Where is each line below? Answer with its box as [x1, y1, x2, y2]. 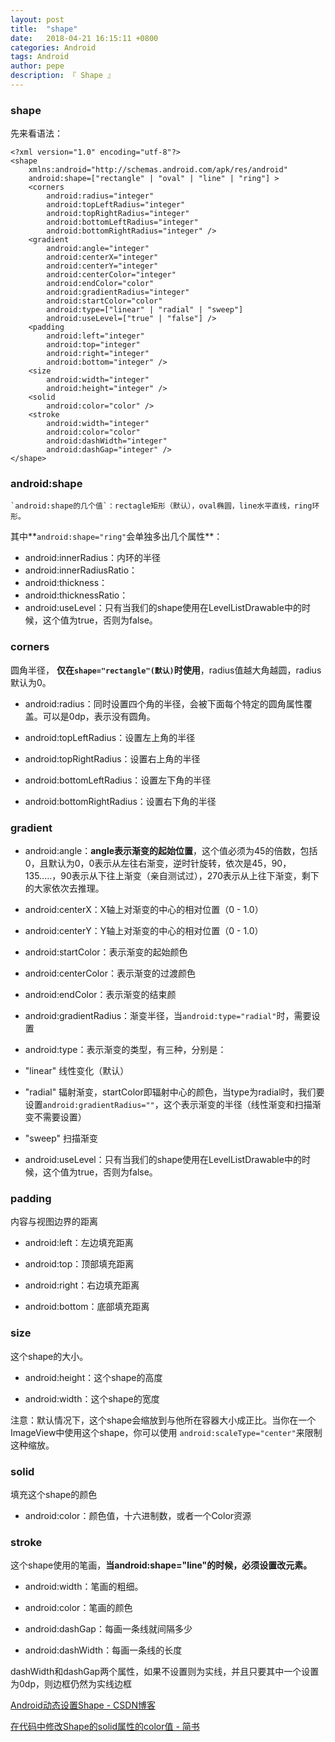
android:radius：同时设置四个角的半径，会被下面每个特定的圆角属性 [24, 697, 304, 710]
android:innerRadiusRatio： [24, 564, 138, 576]
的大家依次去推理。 [24, 882, 105, 895]
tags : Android [10, 52, 70, 62]
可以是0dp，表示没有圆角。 [42, 710, 156, 722]
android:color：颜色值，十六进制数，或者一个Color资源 [24, 1509, 252, 1521]
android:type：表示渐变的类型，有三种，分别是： [24, 1044, 227, 1056]
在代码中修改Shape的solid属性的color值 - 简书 [10, 1721, 200, 1733]
